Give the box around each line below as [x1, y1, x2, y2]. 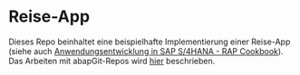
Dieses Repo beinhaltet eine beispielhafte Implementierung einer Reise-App [8, 36, 291, 47]
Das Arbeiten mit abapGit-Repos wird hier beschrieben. [8, 55, 216, 66]
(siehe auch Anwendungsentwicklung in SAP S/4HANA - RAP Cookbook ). [8, 45, 284, 56]
